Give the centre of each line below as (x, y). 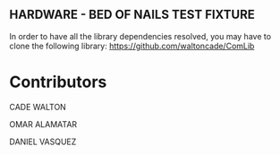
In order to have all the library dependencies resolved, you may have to (140, 36)
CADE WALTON (38, 107)
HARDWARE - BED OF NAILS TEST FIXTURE (132, 15)
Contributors (58, 82)
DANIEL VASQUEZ (43, 142)
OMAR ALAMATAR (43, 124)
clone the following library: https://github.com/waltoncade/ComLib (132, 46)
